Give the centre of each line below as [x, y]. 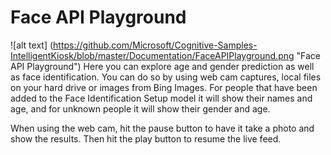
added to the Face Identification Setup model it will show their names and [161, 98]
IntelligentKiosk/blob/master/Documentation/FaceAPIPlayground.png [152, 55]
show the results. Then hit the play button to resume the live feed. [146, 138]
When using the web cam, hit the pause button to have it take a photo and [162, 128]
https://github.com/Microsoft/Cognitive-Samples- [155, 45]
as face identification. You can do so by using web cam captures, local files [166, 77]
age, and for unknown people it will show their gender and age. [140, 108]
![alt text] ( [32, 45]
